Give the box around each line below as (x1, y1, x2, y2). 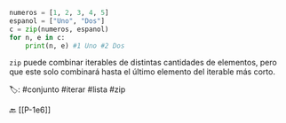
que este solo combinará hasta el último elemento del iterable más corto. (9, 66, 275, 77)
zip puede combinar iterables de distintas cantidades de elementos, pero (9, 58, 277, 68)
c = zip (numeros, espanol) (9, 25, 109, 34)
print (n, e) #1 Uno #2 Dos (25, 41, 125, 50)
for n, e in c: (9, 33, 66, 42)
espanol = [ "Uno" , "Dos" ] (9, 16, 105, 26)
